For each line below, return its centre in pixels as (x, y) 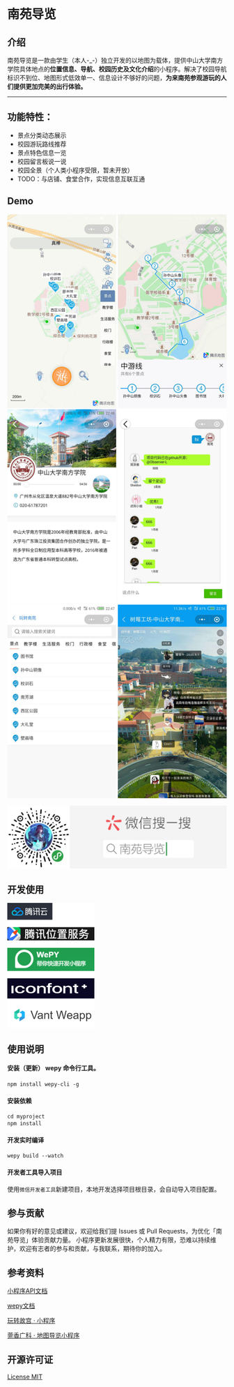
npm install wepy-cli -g (43, 1085)
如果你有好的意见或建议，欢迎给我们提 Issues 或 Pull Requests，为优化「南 (115, 1231)
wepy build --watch (36, 1156)
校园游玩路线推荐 (42, 144)
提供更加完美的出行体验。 (50, 87)
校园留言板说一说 (42, 161)
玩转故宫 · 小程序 (31, 1321)
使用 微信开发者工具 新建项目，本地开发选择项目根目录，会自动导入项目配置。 (114, 1189)
